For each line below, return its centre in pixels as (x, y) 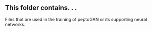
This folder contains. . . (41, 8)
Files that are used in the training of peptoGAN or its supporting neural (76, 19)
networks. (15, 24)
